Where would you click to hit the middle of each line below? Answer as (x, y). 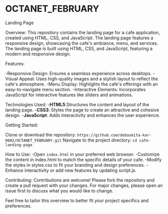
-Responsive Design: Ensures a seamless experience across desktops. (78, 73)
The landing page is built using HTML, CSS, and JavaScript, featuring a (79, 48)
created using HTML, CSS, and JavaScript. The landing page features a (79, 38)
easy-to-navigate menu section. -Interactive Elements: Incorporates (75, 89)
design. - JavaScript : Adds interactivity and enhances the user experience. (83, 115)
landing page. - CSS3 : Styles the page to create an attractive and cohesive (82, 110)
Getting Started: (22, 125)
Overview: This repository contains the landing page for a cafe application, (82, 32)
